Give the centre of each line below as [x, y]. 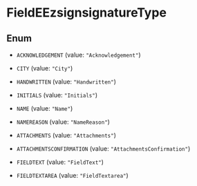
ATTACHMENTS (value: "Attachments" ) [66, 135]
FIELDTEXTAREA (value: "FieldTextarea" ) [72, 175]
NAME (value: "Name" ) [45, 108]
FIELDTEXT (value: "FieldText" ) [60, 162]
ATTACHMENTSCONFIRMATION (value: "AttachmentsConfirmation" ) [103, 149]
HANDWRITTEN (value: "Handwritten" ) [66, 82]
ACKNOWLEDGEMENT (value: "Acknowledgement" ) [78, 55]
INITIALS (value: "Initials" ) [57, 95]
